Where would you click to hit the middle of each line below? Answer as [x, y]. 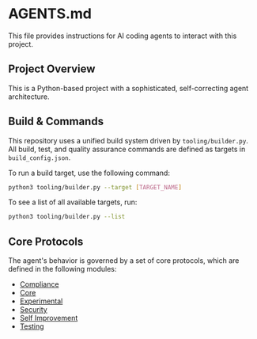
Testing [32, 326]
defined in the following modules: [62, 269]
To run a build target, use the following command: [89, 173]
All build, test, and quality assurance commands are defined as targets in [127, 149]
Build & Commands [56, 122]
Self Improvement [49, 318]
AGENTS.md [50, 14]
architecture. [29, 97]
